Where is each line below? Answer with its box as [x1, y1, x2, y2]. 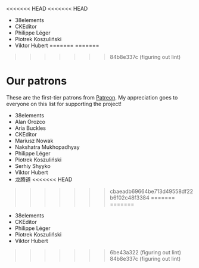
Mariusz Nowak [14, 137, 54, 144]
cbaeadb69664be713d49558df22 [110, 188, 194, 195]
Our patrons [6, 74, 67, 88]
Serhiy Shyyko [14, 162, 51, 169]
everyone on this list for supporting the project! [6, 100, 122, 107]
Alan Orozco [14, 118, 46, 125]
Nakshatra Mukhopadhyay [14, 143, 80, 151]
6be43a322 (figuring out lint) [110, 248, 182, 255]
